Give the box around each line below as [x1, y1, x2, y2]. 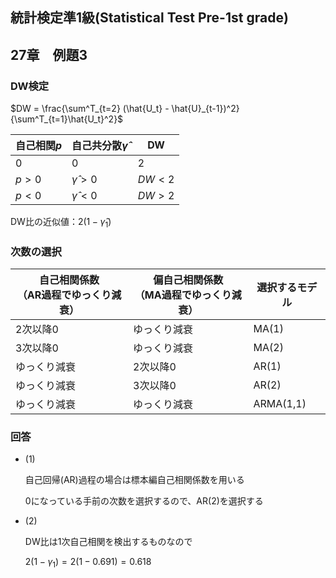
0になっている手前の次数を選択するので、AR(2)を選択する [24, 495, 264, 507]
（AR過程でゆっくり [16, 288, 112, 302]
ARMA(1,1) [253, 397, 307, 411]
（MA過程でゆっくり [134, 288, 232, 302]
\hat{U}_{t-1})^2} [171, 103, 240, 115]
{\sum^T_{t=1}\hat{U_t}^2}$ [10, 113, 124, 125]
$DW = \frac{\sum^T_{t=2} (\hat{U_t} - [10, 103, 170, 115]
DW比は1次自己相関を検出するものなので [24, 536, 193, 548]
